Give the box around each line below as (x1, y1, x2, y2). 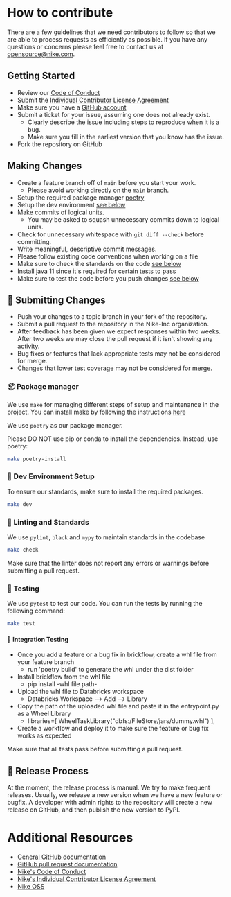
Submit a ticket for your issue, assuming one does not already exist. (17, 110, 211, 119)
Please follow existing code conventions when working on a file (17, 252, 198, 261)
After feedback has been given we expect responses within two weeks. (17, 327, 221, 336)
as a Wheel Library (17, 709, 71, 718)
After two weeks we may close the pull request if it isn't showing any (17, 335, 213, 343)
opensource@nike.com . (7, 50, 75, 58)
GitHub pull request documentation (17, 860, 118, 869)
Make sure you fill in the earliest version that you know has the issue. (27, 132, 225, 141)
